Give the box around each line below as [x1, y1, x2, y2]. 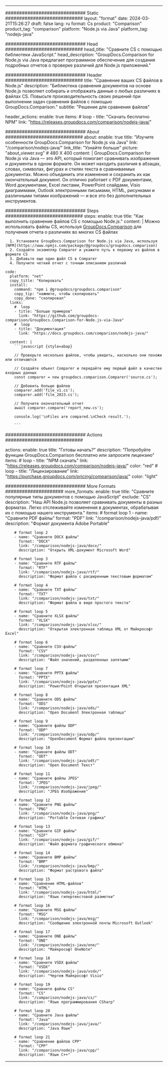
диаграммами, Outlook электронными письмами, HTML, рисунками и [5, 188, 155, 193]
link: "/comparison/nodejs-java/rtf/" [18, 570, 99, 575]
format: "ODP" [18, 728, 48, 733]
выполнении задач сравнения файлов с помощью [5, 99, 112, 104]
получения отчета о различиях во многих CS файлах [5, 229, 118, 235]
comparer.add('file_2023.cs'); [14, 392, 79, 397]
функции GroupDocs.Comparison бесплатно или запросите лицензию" [5, 452, 155, 458]
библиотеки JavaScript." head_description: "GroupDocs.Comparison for [5, 52, 154, 58]
